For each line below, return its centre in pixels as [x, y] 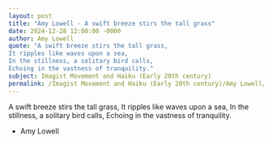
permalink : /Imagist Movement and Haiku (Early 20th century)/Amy [123, 83]
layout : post [30, 16]
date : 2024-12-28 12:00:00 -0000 [65, 31]
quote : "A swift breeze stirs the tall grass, [88, 46]
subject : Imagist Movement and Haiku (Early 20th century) [110, 76]
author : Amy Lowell [41, 38]
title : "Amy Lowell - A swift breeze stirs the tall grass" [112, 23]
